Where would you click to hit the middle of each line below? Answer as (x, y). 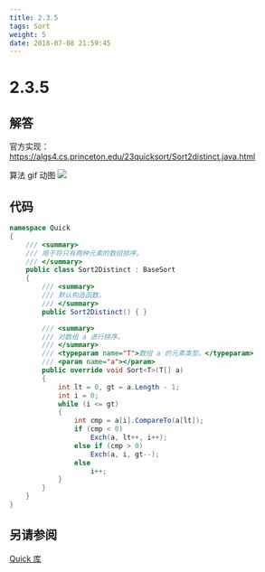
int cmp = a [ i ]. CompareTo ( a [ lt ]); (139, 421)
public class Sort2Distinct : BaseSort (101, 270)
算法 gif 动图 (33, 175)
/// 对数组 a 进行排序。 (83, 337)
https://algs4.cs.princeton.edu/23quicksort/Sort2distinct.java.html (132, 157)
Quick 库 (25, 558)
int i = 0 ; (78, 395)
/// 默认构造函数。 (74, 295)
